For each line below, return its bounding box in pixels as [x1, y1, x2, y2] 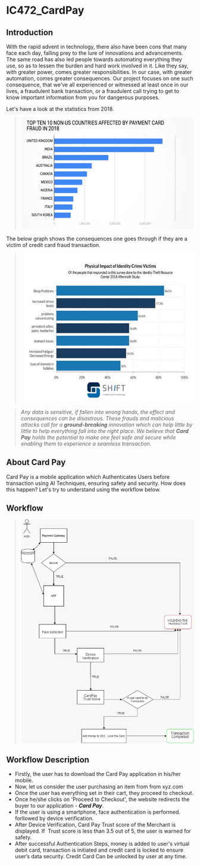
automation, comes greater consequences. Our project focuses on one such [6, 75, 193, 82]
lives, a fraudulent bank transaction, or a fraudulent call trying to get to [6, 88, 180, 94]
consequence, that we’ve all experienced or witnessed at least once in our [6, 81, 189, 88]
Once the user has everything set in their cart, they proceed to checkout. [14, 790, 194, 797]
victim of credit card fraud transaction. [6, 242, 101, 248]
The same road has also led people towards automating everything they [6, 56, 183, 63]
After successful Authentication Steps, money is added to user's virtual [14, 840, 189, 848]
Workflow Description [6, 755, 89, 765]
